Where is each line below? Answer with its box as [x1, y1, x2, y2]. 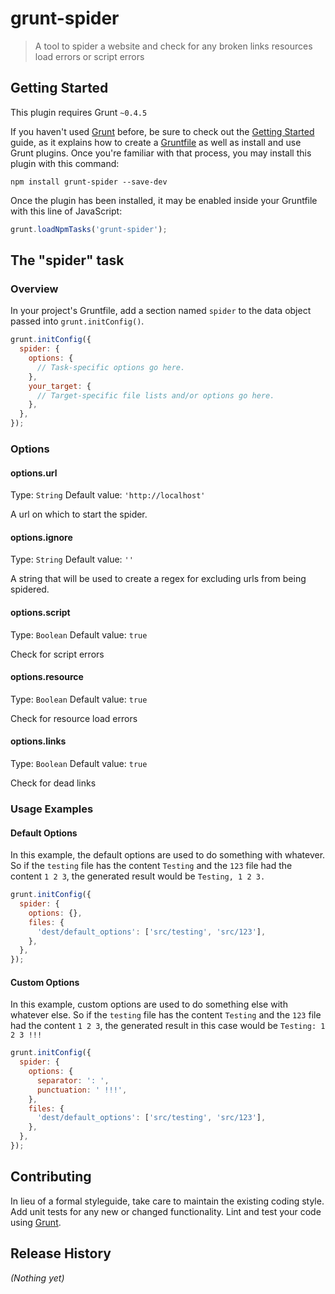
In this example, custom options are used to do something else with [10, 998, 288, 1011]
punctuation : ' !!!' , [36, 1085, 128, 1095]
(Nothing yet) [10, 1272, 65, 1284]
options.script [10, 606, 71, 618]
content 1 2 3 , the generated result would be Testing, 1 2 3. [10, 870, 266, 882]
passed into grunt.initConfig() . [10, 315, 145, 327]
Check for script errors [10, 648, 105, 660]
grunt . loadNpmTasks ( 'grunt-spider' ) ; [10, 224, 168, 234]
